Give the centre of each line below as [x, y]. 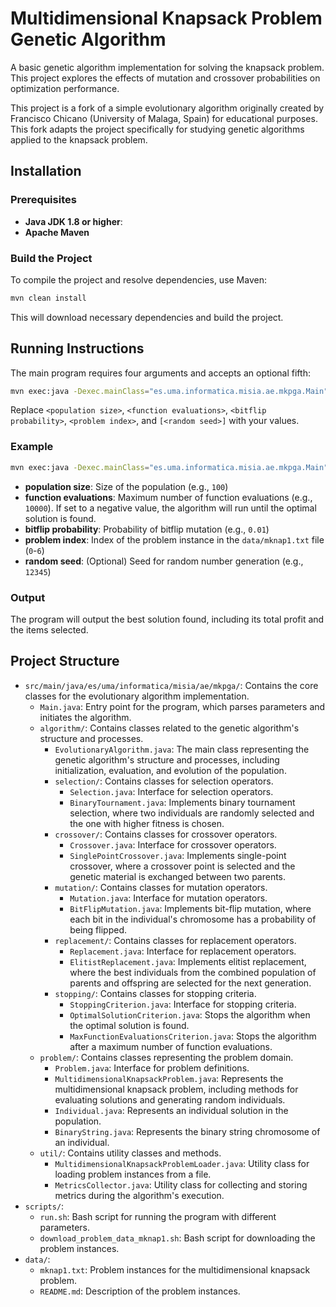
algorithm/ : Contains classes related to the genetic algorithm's [169, 728]
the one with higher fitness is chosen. [147, 823]
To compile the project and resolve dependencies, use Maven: [138, 279]
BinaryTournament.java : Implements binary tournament [182, 802]
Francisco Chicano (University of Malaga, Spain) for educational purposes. [164, 118]
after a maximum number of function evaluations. [171, 1046]
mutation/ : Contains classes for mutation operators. [161, 887]
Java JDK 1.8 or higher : [73, 221]
